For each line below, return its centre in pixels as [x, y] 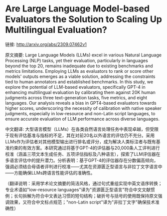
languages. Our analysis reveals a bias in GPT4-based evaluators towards [81, 103]
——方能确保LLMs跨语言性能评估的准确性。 [50, 173]
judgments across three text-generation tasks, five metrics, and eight [76, 97]
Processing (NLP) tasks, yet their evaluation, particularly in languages [77, 60]
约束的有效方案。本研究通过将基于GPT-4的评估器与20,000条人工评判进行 [85, 148]
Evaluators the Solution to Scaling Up [83, 19]
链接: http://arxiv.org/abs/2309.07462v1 [46, 44]
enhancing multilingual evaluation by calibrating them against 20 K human [81, 92]
